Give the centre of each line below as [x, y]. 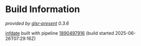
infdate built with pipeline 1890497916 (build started [60, 33]
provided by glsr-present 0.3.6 [37, 23]
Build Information [43, 9]
